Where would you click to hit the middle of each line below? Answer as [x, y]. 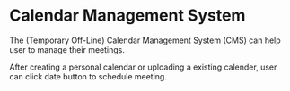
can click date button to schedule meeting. [88, 76]
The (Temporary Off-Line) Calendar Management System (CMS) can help [145, 40]
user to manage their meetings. [67, 49]
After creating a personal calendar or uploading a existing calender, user [143, 67]
